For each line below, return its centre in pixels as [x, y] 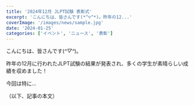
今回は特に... [21, 84]
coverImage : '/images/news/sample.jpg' [55, 22]
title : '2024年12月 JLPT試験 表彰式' [49, 12]
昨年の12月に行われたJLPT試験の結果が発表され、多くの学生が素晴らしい [95, 64]
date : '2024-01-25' [30, 28]
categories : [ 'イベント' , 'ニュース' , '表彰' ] [60, 34]
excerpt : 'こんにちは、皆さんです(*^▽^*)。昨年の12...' [69, 17]
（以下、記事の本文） [32, 96]
